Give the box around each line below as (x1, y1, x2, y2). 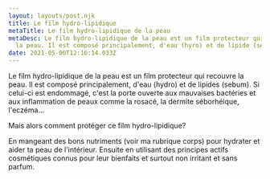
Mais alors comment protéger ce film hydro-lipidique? (8, 121, 186, 130)
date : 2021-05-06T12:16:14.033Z (8, 49, 117, 57)
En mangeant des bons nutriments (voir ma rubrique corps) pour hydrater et (8, 136, 260, 145)
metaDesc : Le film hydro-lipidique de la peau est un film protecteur (8, 34, 250, 43)
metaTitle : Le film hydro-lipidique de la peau (8, 26, 171, 35)
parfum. (8, 162, 35, 171)
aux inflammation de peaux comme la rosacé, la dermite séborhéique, (8, 97, 239, 106)
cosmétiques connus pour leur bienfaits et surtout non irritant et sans (8, 153, 238, 163)
